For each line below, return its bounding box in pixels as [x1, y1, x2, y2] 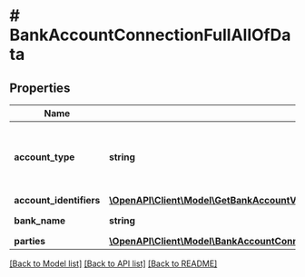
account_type [14, 151, 75, 163]
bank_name [14, 214, 66, 227]
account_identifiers [14, 194, 101, 206]
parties [14, 235, 46, 247]
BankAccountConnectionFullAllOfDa [9, 25, 291, 45]
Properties [9, 80, 71, 95]
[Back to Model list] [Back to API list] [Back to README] [9, 258, 218, 269]
